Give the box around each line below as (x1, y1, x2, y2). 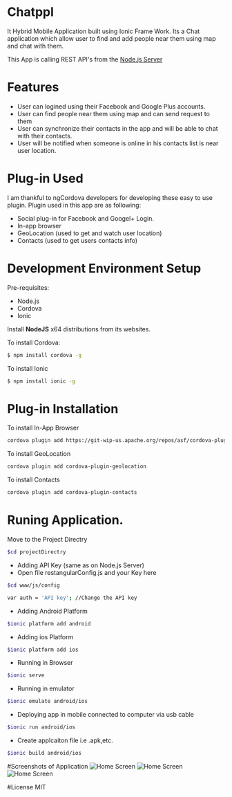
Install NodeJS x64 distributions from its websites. (7, 324, 151, 333)
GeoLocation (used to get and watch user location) (17, 229, 162, 237)
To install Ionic (7, 364, 48, 372)
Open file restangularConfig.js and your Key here (17, 568, 157, 576)
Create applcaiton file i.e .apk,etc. (17, 736, 114, 744)
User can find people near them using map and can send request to (17, 109, 211, 118)
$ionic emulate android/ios (7, 698, 88, 705)
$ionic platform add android (7, 620, 91, 627)
